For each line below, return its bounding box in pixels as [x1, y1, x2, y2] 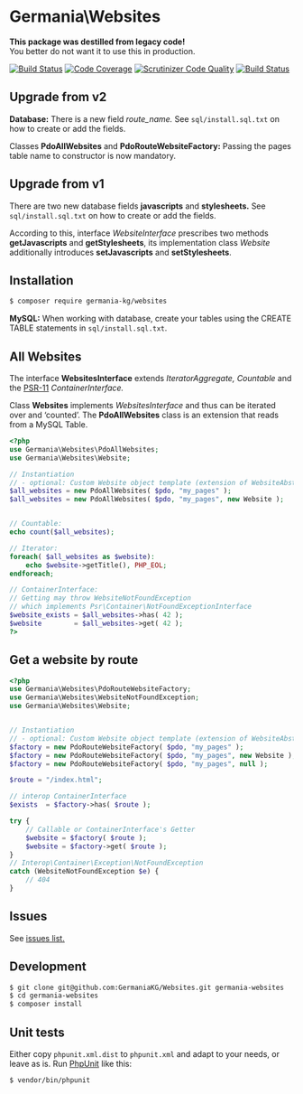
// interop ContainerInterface [9, 792, 127, 801]
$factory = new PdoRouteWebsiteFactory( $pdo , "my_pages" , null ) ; [9, 759, 269, 769]
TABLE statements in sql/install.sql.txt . [9, 323, 168, 333]
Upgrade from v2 [9, 89, 107, 105]
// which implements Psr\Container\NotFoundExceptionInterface [9, 603, 252, 612]
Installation [9, 273, 74, 288]
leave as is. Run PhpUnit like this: [9, 1058, 133, 1069]
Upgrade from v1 [9, 176, 106, 192]
